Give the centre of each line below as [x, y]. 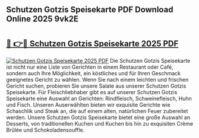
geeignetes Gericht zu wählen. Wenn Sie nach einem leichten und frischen [97, 80]
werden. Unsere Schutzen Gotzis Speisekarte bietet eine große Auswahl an [98, 117]
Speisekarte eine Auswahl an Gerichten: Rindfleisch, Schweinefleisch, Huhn [99, 98]
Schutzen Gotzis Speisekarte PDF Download [90, 10]
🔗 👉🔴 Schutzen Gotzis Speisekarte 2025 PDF [92, 44]
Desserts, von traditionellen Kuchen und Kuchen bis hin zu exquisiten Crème [100, 123]
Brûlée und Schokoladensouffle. [45, 130]
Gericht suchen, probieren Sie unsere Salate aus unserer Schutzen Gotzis [96, 86]
